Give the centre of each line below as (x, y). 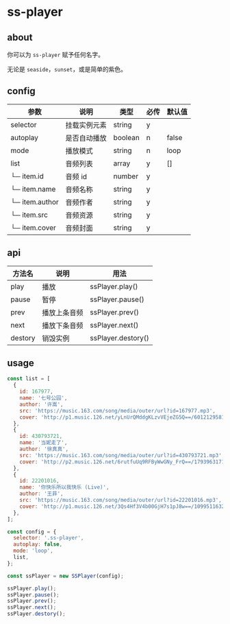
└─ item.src (29, 215)
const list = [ (29, 379)
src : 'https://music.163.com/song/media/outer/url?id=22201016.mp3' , (121, 500)
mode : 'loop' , (33, 551)
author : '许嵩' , (41, 404)
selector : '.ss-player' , (49, 538)
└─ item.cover (34, 227)
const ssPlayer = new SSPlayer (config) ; (66, 576)
